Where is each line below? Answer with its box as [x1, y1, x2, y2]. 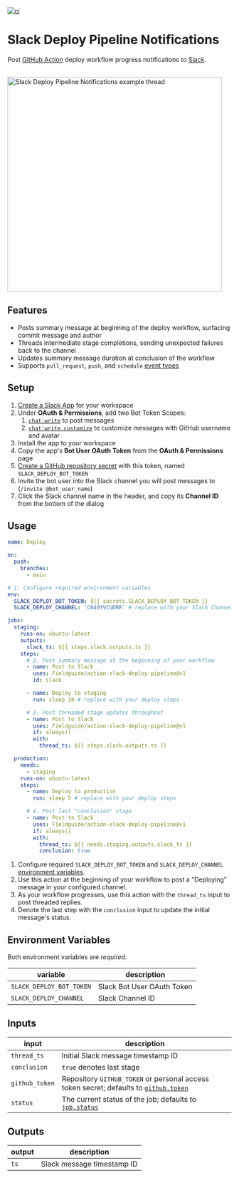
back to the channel [17, 346, 76, 354]
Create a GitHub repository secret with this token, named [17, 461, 185, 470]
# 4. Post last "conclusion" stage [26, 807, 132, 815]
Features [7, 304, 48, 316]
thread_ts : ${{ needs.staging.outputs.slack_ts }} [38, 841, 193, 848]
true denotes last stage [61, 1062, 140, 1072]
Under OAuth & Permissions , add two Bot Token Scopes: [17, 408, 186, 417]
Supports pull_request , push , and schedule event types [17, 361, 179, 370]
